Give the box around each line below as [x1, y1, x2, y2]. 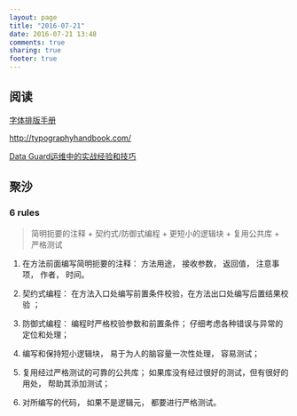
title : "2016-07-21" [9, 21, 86, 30]
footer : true [9, 54, 58, 63]
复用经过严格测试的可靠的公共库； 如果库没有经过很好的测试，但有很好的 [21, 366, 289, 378]
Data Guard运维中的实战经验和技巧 [9, 150, 137, 161]
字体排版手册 [9, 115, 56, 125]
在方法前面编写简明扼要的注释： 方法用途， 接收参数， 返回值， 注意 [21, 258, 272, 268]
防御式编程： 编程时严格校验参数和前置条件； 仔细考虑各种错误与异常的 [21, 317, 284, 329]
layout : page [9, 12, 58, 22]
